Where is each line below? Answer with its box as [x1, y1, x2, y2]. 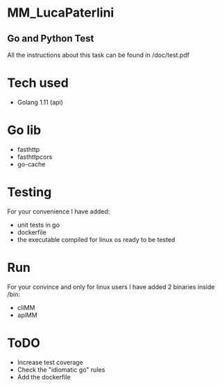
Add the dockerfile [17, 372, 71, 381]
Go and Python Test [7, 33, 94, 44]
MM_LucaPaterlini [7, 5, 114, 21]
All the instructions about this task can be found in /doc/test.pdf [7, 51, 189, 59]
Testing [7, 184, 52, 200]
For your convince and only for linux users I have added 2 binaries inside [7, 282, 215, 291]
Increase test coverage [17, 358, 83, 366]
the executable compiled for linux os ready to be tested [17, 235, 176, 243]
